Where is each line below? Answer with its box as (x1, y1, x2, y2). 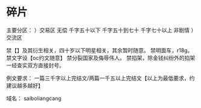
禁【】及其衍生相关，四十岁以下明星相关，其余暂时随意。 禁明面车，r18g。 (6, 46, 193, 54)
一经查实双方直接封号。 (6, 61, 65, 69)
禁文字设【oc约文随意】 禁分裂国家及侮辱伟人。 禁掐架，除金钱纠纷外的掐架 (6, 54, 196, 61)
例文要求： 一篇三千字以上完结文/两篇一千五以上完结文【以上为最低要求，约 (6, 74, 195, 82)
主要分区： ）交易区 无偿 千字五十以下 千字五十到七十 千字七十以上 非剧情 (6, 26, 190, 34)
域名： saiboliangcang (6, 94, 62, 102)
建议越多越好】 (6, 82, 43, 89)
